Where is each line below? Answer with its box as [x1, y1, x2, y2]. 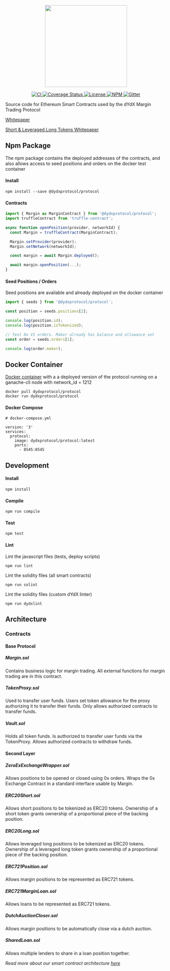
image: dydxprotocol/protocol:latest [14, 438, 95, 443]
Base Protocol [5, 643, 36, 649]
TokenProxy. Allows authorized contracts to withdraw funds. [5, 738, 133, 745]
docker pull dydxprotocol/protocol [5, 389, 81, 395]
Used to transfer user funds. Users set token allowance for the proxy [5, 697, 150, 704]
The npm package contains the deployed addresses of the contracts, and [5, 155, 160, 161]
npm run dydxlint [5, 601, 42, 606]
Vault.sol [5, 720, 26, 727]
